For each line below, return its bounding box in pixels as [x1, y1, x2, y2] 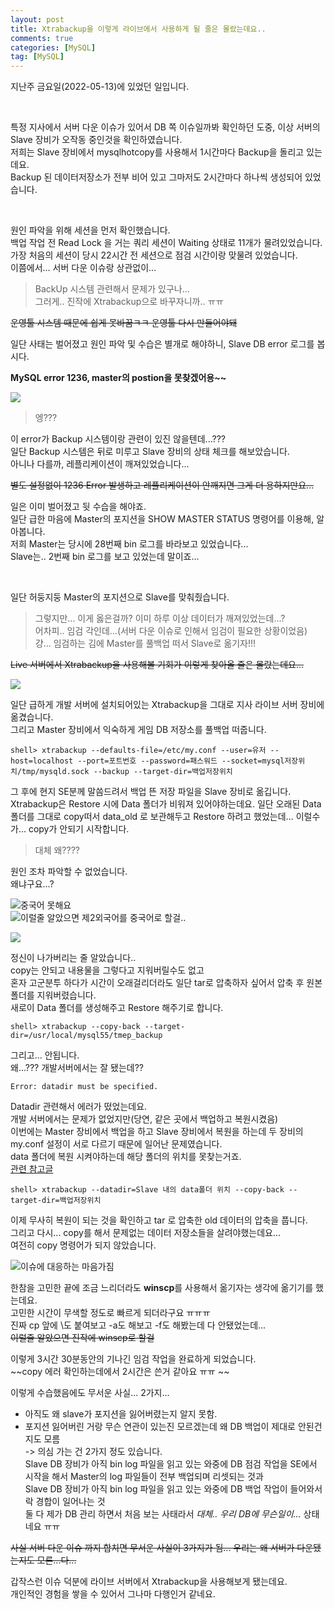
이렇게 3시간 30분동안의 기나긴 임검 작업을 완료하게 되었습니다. [10, 1353, 257, 1365]
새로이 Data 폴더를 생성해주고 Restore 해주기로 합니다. [10, 1002, 224, 1014]
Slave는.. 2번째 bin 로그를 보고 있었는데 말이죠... [10, 551, 200, 563]
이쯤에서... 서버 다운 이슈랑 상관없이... [10, 262, 157, 274]
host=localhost [10, 756, 74, 766]
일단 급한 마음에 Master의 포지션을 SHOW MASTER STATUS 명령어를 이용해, [10, 513, 315, 525]
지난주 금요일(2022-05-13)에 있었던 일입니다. [10, 81, 190, 93]
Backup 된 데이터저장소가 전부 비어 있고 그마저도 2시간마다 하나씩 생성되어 [10, 171, 303, 183]
